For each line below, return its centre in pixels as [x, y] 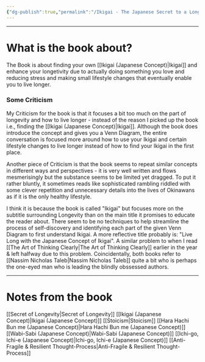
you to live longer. [29, 84]
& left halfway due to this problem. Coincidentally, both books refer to [94, 253]
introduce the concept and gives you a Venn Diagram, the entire [87, 132]
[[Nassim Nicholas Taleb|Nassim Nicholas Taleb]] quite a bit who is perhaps [102, 260]
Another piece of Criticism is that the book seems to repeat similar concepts [102, 164]
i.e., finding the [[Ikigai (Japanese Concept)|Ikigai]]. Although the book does [102, 126]
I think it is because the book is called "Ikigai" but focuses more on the [95, 208]
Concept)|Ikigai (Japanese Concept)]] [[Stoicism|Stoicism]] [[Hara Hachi [98, 320]
